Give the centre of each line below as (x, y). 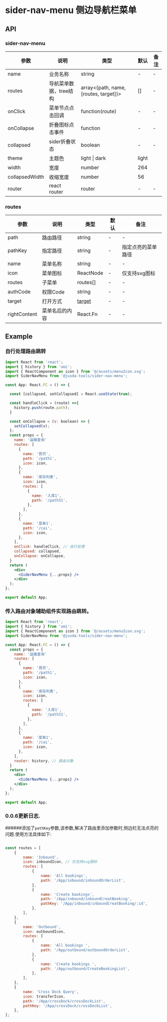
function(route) (99, 111)
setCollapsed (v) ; (32, 426)
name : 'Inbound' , (41, 857)
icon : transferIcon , (44, 997)
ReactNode (90, 273)
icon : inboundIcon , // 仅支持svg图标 (60, 862)
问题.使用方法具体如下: (28, 834)
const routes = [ (23, 848)
